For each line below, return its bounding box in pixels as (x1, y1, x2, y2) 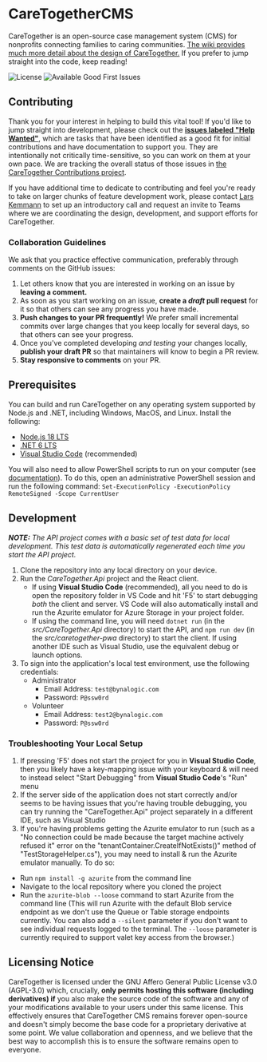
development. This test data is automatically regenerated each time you (8, 541, 245, 551)
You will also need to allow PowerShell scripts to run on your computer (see (8, 464, 257, 474)
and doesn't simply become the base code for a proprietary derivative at (8, 1019, 247, 1028)
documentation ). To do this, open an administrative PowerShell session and (8, 473, 256, 482)
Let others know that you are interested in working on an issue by (19, 279, 235, 288)
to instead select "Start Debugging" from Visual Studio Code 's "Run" (19, 772, 249, 783)
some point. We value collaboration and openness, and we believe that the (8, 1028, 253, 1037)
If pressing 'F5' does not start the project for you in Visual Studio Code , (19, 755, 257, 765)
